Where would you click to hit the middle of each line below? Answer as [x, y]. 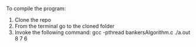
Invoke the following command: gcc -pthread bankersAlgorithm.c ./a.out [102, 32]
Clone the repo [33, 20]
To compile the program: [36, 9]
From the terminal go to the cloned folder [65, 26]
